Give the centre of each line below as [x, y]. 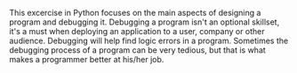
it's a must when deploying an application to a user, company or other [137, 31]
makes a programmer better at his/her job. [87, 59]
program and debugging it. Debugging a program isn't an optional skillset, [144, 22]
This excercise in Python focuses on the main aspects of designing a [135, 13]
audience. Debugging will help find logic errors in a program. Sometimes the [149, 40]
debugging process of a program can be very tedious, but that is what [138, 50]
